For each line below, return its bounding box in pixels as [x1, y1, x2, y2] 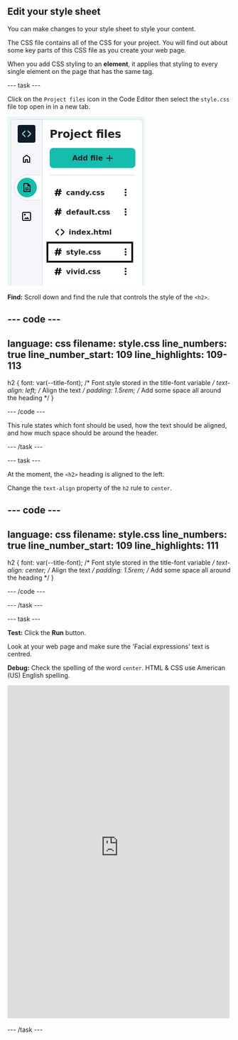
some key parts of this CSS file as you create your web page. [7, 45, 187, 54]
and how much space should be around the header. [7, 429, 158, 438]
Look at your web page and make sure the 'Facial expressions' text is [7, 642, 210, 651]
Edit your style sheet [7, 6, 101, 18]
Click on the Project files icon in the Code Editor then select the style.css [7, 94, 229, 103]
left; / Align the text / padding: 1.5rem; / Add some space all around [25, 386, 222, 395]
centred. [7, 650, 32, 659]
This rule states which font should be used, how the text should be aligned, [7, 421, 227, 430]
